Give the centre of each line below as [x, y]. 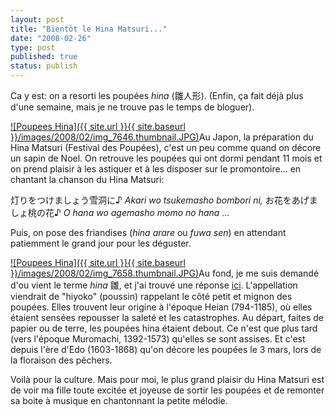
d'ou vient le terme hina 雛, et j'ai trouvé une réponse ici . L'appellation [154, 285]
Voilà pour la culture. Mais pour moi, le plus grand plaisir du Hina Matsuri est [167, 379]
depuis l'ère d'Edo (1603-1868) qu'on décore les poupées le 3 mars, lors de [166, 349]
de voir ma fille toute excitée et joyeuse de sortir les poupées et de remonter [167, 390]
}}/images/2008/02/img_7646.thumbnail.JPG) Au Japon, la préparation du [162, 137]
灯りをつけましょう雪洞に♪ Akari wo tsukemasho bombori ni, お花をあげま [164, 200]
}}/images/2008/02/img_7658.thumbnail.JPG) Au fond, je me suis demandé [165, 273]
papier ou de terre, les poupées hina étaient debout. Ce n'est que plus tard [164, 328]
